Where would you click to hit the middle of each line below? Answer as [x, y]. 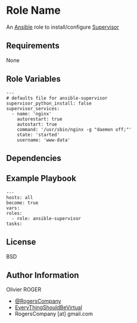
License [21, 242]
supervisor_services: [33, 108]
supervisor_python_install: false [49, 103]
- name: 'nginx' [32, 114]
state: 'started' [38, 135]
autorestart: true [40, 119]
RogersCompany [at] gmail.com [54, 314]
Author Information [43, 275]
